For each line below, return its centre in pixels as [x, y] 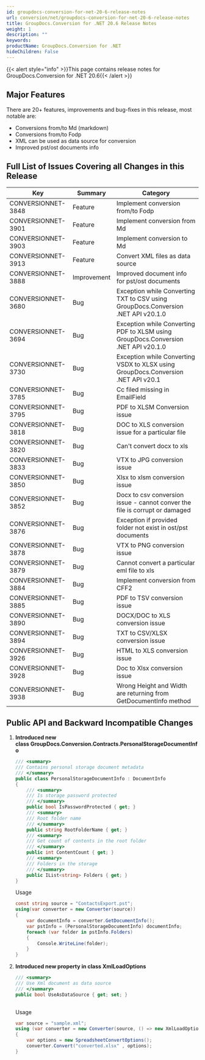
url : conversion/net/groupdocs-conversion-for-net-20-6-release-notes [98, 18]
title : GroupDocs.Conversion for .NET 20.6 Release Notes [81, 23]
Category [156, 193]
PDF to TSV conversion [149, 598]
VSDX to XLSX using [146, 365]
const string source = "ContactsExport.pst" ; [74, 904]
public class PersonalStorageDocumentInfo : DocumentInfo [90, 779]
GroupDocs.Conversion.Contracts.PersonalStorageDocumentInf [114, 744]
